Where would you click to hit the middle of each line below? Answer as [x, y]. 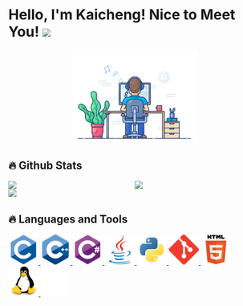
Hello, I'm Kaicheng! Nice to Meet [122, 15]
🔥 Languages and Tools [68, 220]
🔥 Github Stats [45, 166]
